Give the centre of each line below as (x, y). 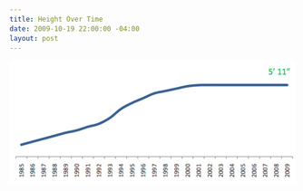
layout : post (34, 38)
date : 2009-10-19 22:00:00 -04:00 (75, 29)
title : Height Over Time (56, 19)
